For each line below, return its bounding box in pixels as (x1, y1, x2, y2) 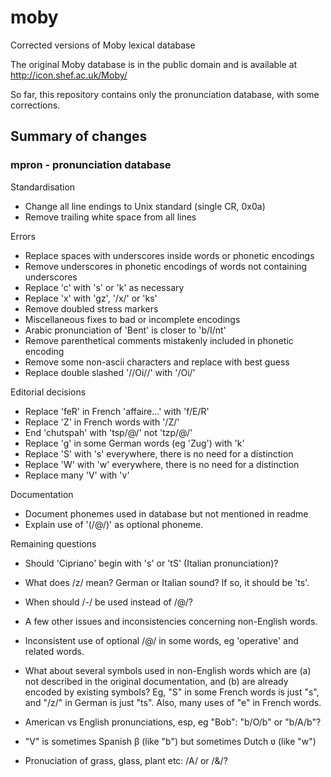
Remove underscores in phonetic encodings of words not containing (24, 260, 308, 272)
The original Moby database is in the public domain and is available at (10, 58, 298, 70)
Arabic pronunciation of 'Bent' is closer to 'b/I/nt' (24, 324, 227, 336)
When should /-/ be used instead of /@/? (24, 596, 193, 608)
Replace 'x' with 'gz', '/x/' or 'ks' (24, 292, 158, 304)
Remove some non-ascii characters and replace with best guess (24, 356, 290, 368)
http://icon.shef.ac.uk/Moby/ (10, 69, 128, 81)
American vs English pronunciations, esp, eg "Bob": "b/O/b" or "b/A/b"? (24, 716, 322, 728)
